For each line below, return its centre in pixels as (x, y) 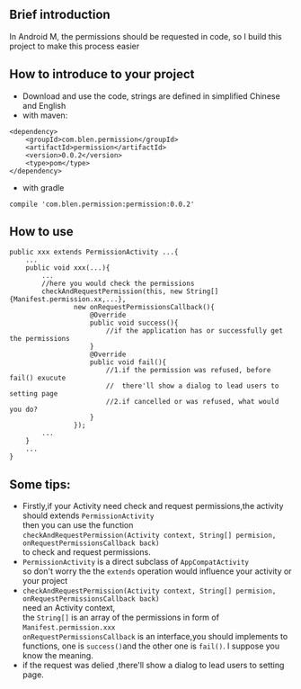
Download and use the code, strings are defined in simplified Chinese (151, 96)
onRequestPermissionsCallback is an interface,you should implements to (155, 637)
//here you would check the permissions (118, 284)
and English (44, 105)
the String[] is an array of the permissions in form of (121, 617)
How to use (41, 232)
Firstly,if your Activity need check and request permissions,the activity (153, 506)
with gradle (43, 187)
